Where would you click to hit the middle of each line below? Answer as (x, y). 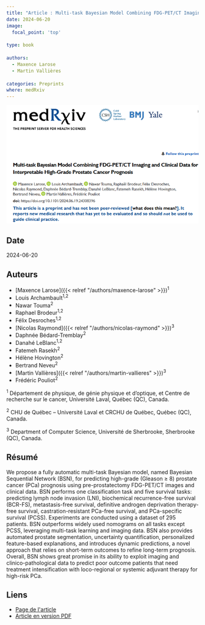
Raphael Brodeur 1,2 (39, 312)
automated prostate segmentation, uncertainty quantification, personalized (100, 536)
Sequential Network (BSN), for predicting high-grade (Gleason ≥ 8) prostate (102, 479)
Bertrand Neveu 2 (36, 364)
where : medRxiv (26, 90)
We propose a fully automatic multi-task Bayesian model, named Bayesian (99, 472)
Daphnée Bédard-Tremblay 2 (51, 334)
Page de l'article (36, 610)
